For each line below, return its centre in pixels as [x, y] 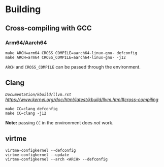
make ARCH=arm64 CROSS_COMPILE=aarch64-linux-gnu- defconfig [71, 53]
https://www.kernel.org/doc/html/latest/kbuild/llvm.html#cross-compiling [82, 99]
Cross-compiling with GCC [48, 28]
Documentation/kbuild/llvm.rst [38, 94]
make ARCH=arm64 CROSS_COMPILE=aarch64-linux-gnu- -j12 [65, 57]
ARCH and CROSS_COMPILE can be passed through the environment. [73, 66]
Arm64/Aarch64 [26, 43]
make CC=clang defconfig [31, 109]
